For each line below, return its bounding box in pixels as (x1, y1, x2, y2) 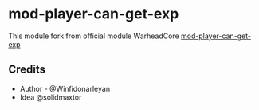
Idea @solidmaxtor (19, 92, 82, 102)
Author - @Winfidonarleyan (19, 84, 110, 93)
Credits (8, 63, 46, 77)
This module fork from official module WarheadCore (8, 31, 179, 41)
